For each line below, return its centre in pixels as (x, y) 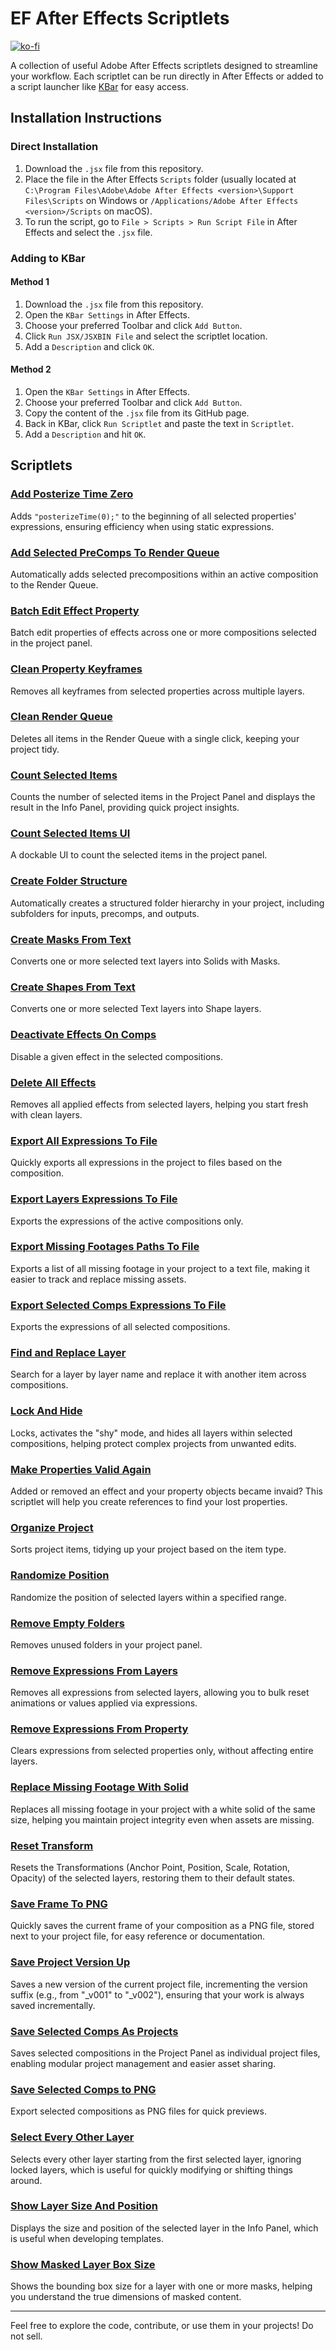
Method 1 (30, 282)
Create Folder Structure (69, 881)
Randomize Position (60, 1575)
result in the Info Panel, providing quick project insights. (125, 808)
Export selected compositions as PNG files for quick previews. (138, 2111)
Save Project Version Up (70, 1962)
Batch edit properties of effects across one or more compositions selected (163, 633)
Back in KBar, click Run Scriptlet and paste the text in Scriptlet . (159, 423)
